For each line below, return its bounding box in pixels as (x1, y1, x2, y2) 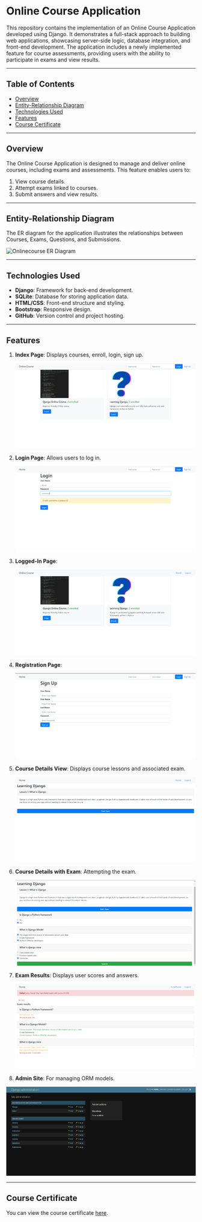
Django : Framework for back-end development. (14, 287, 133, 294)
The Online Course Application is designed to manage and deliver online (6, 159, 185, 167)
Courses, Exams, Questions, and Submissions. (6, 236, 121, 243)
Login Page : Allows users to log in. (14, 454, 101, 461)
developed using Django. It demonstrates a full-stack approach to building (6, 30, 191, 37)
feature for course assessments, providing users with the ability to (6, 49, 170, 57)
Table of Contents (6, 79, 75, 90)
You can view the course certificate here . (6, 1209, 108, 1216)
